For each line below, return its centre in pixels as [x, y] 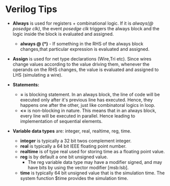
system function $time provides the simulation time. [74, 178]
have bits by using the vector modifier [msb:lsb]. [78, 167]
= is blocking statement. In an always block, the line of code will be [90, 94]
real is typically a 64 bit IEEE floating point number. [73, 146]
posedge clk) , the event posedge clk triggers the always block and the [86, 28]
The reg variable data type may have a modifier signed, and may [95, 162]
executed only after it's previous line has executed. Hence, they [86, 100]
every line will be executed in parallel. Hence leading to [78, 116]
